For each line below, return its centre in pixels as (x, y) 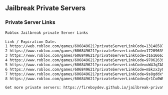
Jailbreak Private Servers (45, 8)
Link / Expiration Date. (31, 42)
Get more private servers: (33, 88)
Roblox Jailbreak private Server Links (47, 33)
